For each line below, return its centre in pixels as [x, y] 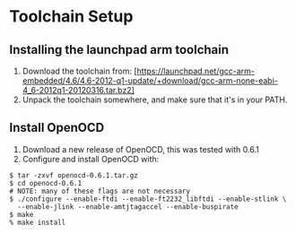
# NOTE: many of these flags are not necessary [100, 191]
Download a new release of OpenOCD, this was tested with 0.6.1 [141, 149]
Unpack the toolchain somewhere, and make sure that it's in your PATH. [155, 100]
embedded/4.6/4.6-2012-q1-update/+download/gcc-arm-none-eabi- [150, 81]
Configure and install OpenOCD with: [91, 159]
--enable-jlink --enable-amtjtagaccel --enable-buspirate [128, 207]
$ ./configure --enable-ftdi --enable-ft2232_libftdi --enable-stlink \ [148, 199]
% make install [38, 222]
